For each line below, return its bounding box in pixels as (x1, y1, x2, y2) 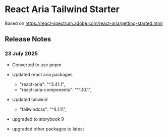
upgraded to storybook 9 (12, 116, 64, 122)
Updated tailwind (12, 96, 48, 102)
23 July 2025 (5, 50, 38, 57)
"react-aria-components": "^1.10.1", (19, 86, 92, 93)
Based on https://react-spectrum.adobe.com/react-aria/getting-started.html (5, 20, 163, 26)
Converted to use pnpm (12, 62, 62, 68)
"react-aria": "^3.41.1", (19, 81, 65, 87)
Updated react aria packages (12, 71, 73, 77)
